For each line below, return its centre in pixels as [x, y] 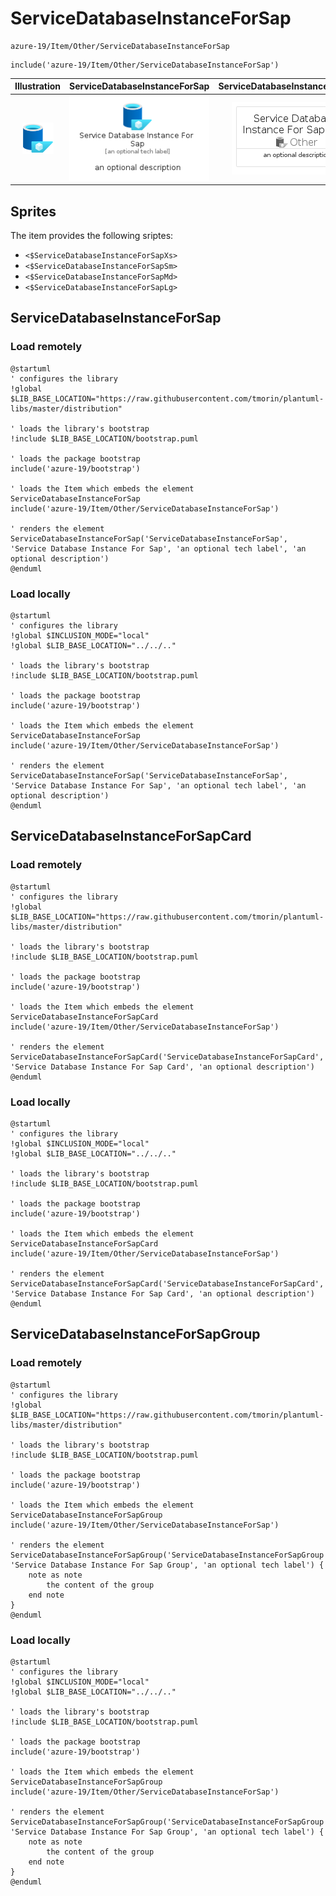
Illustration [38, 86]
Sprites [33, 211]
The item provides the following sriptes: [92, 235]
